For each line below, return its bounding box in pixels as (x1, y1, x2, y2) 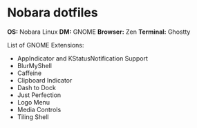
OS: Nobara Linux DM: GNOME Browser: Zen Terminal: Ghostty (7, 28, 191, 36)
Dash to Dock (17, 83, 57, 92)
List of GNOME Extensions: (7, 41, 84, 49)
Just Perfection (17, 91, 62, 99)
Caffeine (17, 69, 42, 77)
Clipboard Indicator (17, 76, 73, 84)
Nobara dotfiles (7, 5, 98, 21)
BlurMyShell (17, 61, 52, 70)
